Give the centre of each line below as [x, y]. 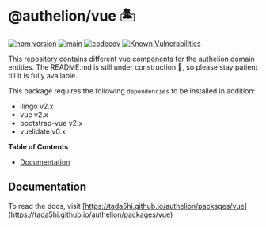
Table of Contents [38, 146]
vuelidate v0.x [42, 131]
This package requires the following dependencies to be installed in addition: [132, 91]
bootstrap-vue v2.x [51, 123]
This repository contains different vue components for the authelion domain [131, 59]
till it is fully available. [43, 75]
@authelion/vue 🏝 [72, 16]
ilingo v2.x [36, 106]
